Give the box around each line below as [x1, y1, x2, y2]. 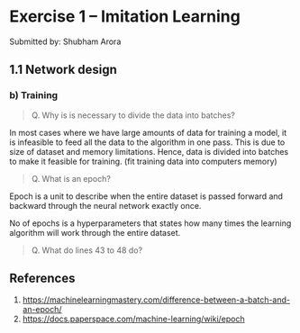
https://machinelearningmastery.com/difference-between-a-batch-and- [22, 294, 291, 305]
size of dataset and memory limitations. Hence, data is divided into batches [9, 146, 289, 157]
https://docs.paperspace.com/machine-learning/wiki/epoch [22, 313, 245, 325]
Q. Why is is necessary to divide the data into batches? [31, 110, 236, 121]
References [9, 271, 76, 286]
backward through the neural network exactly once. [9, 200, 202, 211]
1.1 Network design [9, 62, 117, 77]
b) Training [9, 89, 59, 102]
